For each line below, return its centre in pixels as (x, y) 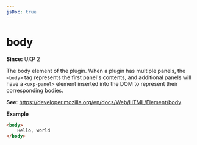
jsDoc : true (21, 12)
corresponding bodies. (35, 90)
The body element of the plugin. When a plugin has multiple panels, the (96, 71)
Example (18, 114)
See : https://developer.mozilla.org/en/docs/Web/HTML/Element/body (94, 102)
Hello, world (34, 131)
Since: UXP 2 (23, 59)
